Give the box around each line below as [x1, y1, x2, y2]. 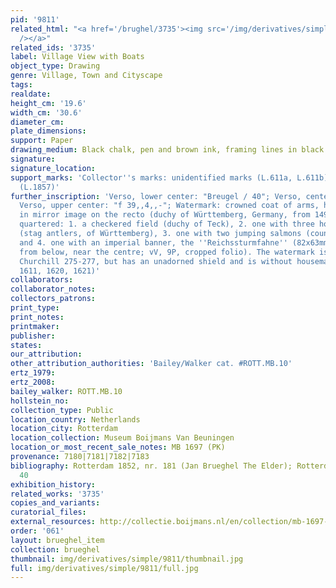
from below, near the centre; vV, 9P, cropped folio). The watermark [19, 247, 315, 257]
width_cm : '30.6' [10, 107, 83, 118]
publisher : [10, 331, 56, 341]
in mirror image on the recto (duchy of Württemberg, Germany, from [19, 210, 311, 220]
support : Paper [10, 136, 74, 146]
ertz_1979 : [10, 368, 56, 378]
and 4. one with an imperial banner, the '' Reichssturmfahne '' [19, 237, 288, 248]
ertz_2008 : [10, 377, 56, 387]
